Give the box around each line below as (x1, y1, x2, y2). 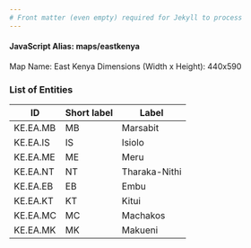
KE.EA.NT (13, 165, 55, 178)
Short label (65, 107, 114, 120)
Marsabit (121, 122, 160, 135)
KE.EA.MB (13, 122, 56, 135)
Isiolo (121, 137, 145, 149)
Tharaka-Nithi (121, 165, 182, 178)
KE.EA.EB (13, 181, 54, 193)
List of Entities (9, 83, 74, 95)
